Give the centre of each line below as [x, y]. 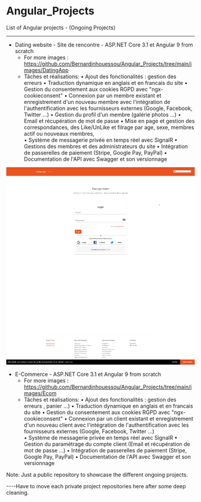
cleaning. [18, 492]
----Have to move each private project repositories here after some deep [96, 486]
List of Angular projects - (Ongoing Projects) [61, 27]
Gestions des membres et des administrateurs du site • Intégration [106, 146]
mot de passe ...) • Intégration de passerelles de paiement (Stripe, [105, 450]
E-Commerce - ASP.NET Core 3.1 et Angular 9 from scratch [88, 374]
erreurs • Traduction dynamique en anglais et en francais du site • [106, 82]
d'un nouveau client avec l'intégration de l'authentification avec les [106, 425]
